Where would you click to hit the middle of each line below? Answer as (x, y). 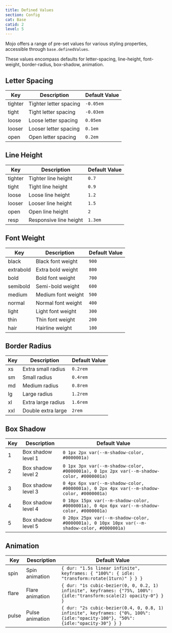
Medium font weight (60, 294)
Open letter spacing (52, 137)
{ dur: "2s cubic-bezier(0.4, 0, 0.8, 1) (112, 608)
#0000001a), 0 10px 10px (93, 523)
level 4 (30, 509)
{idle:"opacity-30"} (86, 623)
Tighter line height (50, 178)
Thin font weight (55, 319)
